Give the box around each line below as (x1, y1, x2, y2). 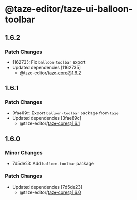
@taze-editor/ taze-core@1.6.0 (19, 189, 81, 195)
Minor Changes (5, 149, 43, 156)
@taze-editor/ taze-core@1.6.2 (19, 70, 81, 76)
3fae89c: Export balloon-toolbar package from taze (12, 110, 119, 116)
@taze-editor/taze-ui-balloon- (5, 3, 133, 15)
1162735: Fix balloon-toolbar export (12, 59, 86, 65)
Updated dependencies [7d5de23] (12, 184, 82, 190)
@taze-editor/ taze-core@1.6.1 (19, 120, 80, 126)
